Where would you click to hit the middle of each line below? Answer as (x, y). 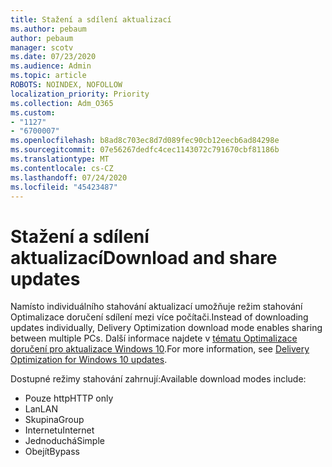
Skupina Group (54, 420)
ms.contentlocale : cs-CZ (62, 168)
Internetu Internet (59, 430)
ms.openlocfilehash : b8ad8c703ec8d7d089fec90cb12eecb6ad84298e (145, 141)
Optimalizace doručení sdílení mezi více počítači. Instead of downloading (159, 317)
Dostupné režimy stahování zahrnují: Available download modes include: (158, 379)
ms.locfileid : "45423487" (64, 187)
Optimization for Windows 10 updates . (89, 360)
